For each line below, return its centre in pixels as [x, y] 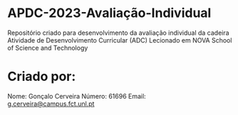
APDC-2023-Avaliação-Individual [109, 13]
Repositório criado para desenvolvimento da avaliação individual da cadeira [118, 33]
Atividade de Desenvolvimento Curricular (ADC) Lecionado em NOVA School [120, 40]
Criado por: [42, 77]
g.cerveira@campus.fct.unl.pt [51, 104]
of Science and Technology [48, 48]
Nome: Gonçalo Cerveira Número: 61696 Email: [77, 96]
